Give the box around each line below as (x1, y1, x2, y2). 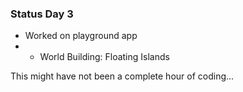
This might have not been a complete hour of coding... (10, 70, 235, 82)
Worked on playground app (24, 30, 138, 42)
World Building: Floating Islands (39, 51, 170, 63)
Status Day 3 (10, 7, 74, 21)
